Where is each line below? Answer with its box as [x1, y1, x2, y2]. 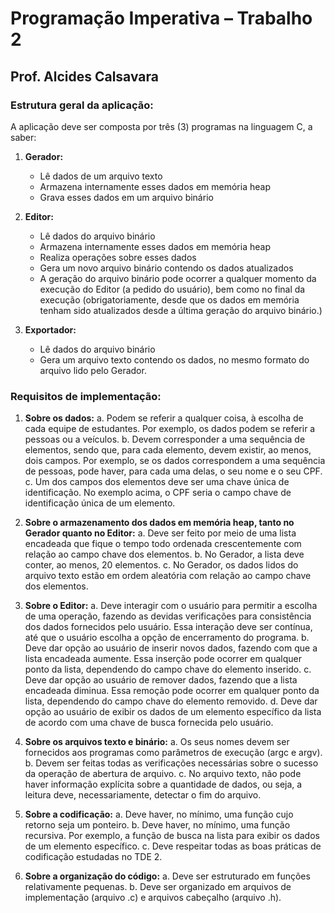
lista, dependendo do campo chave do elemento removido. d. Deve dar [24, 695, 318, 707]
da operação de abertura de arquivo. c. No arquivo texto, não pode [24, 768, 302, 780]
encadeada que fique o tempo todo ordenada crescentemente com [24, 538, 302, 550]
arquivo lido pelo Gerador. [39, 364, 147, 376]
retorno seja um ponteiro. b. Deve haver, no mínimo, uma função [24, 819, 291, 831]
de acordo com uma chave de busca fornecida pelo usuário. [24, 717, 274, 729]
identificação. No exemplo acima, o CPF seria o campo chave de [24, 487, 292, 499]
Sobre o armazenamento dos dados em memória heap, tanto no [24, 517, 295, 529]
